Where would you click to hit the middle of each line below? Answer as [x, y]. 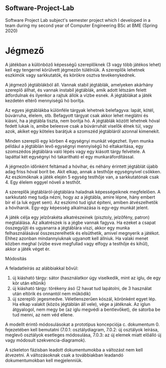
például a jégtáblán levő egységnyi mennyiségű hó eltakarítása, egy [74, 146]
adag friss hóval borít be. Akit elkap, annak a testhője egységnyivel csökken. [83, 171]
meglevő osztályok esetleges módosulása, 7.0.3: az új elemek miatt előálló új [83, 335]
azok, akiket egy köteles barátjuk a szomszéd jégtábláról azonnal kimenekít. [83, 131]
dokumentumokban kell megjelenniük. [44, 360]
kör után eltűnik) [29, 283]
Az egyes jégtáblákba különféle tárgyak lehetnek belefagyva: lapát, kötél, [80, 110]
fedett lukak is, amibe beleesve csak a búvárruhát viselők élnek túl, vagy [79, 126]
